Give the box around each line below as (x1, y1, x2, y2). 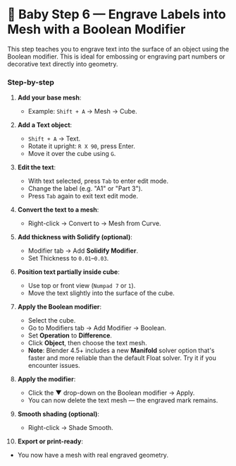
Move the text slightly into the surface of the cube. (27, 289, 175, 297)
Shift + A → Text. (27, 134, 81, 143)
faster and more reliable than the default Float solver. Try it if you (27, 354, 216, 362)
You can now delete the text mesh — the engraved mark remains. (27, 396, 218, 405)
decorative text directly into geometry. (7, 59, 118, 68)
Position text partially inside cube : (17, 268, 120, 276)
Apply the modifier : (17, 375, 76, 383)
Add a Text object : (17, 121, 73, 129)
